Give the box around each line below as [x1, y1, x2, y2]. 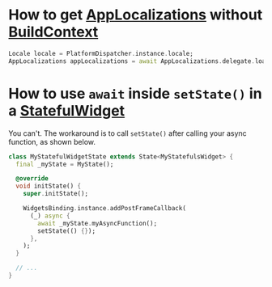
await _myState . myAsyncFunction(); [37, 219, 158, 227]
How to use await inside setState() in [8, 84, 262, 103]
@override [15, 175, 49, 183]
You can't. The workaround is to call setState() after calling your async [8, 128, 247, 138]
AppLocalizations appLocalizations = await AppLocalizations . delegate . [8, 57, 255, 65]
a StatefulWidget [8, 101, 125, 120]
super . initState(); [23, 190, 89, 198]
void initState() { [15, 182, 82, 191]
